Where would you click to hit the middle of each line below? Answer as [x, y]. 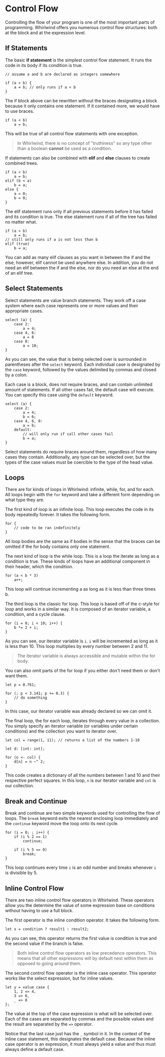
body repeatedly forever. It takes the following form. [58, 514]
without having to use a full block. [39, 911]
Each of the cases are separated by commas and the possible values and [79, 1019]
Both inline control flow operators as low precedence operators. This [87, 953]
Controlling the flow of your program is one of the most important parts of [80, 22]
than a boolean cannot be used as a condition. [65, 148]
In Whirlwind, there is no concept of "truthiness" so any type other [84, 143]
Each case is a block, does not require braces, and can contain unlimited [79, 384]
